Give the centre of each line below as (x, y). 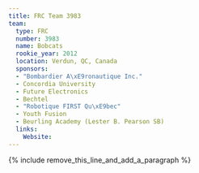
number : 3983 (38, 39)
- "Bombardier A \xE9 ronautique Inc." (79, 76)
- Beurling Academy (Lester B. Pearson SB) (90, 122)
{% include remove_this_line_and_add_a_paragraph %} (100, 160)
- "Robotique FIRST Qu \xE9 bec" (68, 106)
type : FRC (32, 31)
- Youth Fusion (41, 115)
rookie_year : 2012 (47, 54)
